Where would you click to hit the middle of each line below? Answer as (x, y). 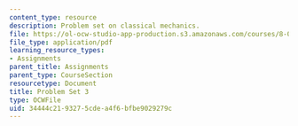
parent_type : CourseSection (61, 75)
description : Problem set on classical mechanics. (105, 26)
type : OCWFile (35, 100)
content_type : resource (53, 17)
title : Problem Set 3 (49, 91)
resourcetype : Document (53, 83)
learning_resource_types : (57, 51)
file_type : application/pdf (61, 42)
